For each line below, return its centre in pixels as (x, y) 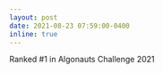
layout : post (34, 17)
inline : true (34, 34)
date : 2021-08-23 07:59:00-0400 (69, 26)
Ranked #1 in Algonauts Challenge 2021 (82, 60)
